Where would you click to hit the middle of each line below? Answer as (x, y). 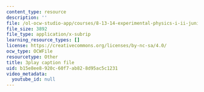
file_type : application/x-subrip (49, 34)
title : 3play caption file (40, 62)
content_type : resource (36, 12)
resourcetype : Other (32, 57)
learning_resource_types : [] (43, 40)
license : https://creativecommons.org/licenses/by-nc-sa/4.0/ (87, 46)
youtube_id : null (34, 79)
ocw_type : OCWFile (29, 51)
